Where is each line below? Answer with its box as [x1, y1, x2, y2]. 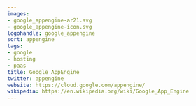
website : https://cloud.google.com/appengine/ [7, 82, 146, 89]
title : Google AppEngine [7, 68, 80, 75]
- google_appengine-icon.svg [7, 23, 92, 30]
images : [7, 10, 30, 17]
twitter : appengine [7, 75, 64, 82]
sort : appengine [7, 36, 55, 43]
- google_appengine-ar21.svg [7, 17, 92, 24]
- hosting [7, 56, 36, 63]
